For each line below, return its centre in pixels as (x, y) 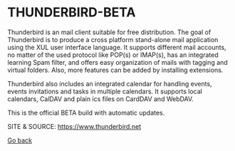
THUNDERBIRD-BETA (72, 12)
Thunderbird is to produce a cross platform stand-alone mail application (113, 39)
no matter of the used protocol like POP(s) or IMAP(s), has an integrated (113, 55)
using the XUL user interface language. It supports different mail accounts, (117, 47)
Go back (20, 140)
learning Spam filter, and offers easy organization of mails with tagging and (117, 62)
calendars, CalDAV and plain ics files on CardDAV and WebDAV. (100, 99)
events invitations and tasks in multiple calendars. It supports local (105, 91)
